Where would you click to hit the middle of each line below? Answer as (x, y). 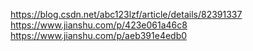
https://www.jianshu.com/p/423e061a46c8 (99, 25)
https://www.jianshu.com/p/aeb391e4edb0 (99, 35)
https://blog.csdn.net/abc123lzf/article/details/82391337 (126, 14)
